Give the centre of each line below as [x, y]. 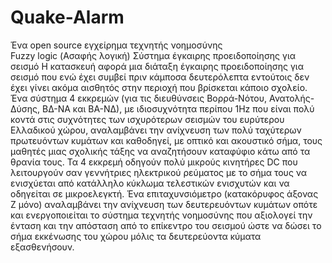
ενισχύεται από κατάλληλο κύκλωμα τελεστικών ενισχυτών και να [150, 183]
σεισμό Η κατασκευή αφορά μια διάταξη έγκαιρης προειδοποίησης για [157, 66]
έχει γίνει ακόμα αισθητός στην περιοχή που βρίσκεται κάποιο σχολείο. [159, 87]
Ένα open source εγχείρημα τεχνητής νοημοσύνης [116, 45]
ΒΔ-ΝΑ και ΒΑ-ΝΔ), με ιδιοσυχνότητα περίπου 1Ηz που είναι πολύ [178, 108]
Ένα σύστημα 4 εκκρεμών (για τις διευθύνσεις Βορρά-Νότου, [139, 98]
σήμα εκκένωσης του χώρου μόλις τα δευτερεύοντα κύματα [136, 236]
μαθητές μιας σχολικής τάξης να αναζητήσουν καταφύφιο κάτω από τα [160, 151]
